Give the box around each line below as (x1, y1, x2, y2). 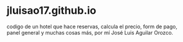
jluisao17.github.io (6, 4, 96, 17)
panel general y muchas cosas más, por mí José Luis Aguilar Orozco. (6, 29, 174, 36)
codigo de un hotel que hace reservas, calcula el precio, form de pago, (6, 23, 178, 30)
